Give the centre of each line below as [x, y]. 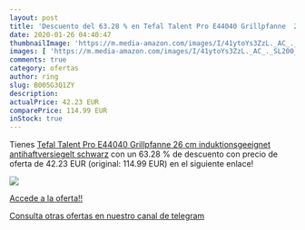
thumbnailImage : [40, 43]
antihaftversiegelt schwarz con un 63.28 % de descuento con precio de [144, 154]
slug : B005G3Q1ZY [42, 85]
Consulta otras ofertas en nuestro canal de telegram [107, 216]
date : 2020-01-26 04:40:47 [60, 34]
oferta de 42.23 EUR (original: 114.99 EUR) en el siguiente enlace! [132, 164]
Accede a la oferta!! [46, 198]
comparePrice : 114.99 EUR [58, 110]
